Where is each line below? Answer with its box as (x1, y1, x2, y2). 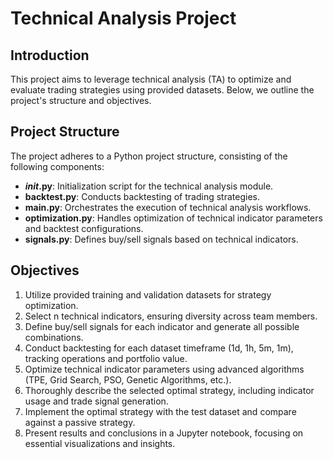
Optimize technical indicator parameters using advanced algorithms (24, 363, 305, 375)
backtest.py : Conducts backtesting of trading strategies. (24, 190, 260, 202)
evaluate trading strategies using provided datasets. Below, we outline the (10, 84, 315, 96)
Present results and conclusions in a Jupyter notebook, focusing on (24, 427, 304, 439)
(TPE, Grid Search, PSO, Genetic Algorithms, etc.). (24, 373, 232, 386)
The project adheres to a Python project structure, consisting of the (10, 150, 288, 162)
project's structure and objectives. (10, 95, 152, 106)
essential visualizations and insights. (24, 437, 176, 449)
